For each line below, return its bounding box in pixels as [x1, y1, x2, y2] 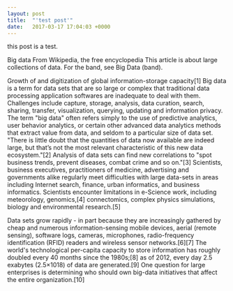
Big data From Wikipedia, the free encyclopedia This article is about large [7, 56, 218, 64]
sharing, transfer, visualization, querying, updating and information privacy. [7, 106, 223, 115]
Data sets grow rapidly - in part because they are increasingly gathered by [7, 216, 221, 225]
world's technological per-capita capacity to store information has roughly [7, 246, 221, 255]
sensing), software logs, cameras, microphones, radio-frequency [7, 231, 195, 239]
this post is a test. [7, 43, 58, 51]
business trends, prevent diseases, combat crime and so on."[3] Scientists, [7, 158, 223, 167]
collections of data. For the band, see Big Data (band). [7, 64, 163, 72]
